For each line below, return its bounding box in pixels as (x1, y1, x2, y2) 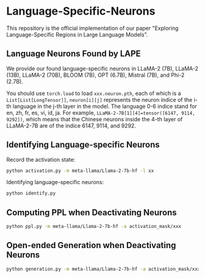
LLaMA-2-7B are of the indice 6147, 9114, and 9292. (6, 122, 136, 129)
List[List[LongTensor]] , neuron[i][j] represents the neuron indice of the (6, 96, 193, 103)
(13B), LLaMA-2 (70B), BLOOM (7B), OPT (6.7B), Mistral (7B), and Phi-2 (6, 71, 185, 79)
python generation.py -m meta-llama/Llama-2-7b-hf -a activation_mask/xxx (6, 266, 201, 272)
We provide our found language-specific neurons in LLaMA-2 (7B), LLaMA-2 (6, 65, 199, 72)
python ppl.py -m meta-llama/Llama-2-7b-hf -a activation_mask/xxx (6, 224, 182, 230)
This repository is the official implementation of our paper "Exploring (6, 24, 179, 32)
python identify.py (6, 190, 56, 196)
